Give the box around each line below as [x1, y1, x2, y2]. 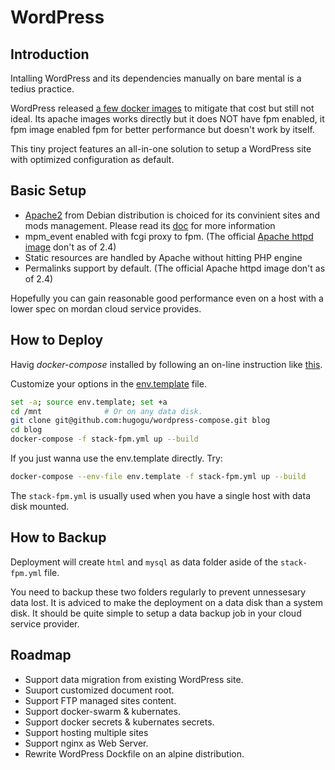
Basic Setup [10, 182, 87, 200]
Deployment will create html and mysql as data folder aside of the [10, 556, 279, 568]
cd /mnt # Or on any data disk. [10, 406, 203, 416]
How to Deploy [10, 332, 104, 349]
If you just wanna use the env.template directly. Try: [10, 452, 223, 464]
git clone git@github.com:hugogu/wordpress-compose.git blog [10, 416, 271, 426]
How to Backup [10, 529, 107, 546]
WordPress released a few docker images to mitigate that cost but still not [10, 102, 315, 114]
